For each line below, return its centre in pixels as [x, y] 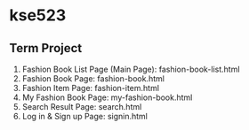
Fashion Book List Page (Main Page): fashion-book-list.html [131, 69]
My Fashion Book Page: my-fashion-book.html [107, 97]
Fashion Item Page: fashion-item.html [91, 88]
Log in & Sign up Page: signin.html [85, 116]
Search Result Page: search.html [82, 107]
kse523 [38, 15]
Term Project [46, 48]
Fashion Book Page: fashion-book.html [93, 79]
